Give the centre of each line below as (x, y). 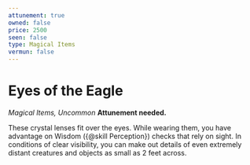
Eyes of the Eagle (66, 91)
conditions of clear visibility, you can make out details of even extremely (125, 144)
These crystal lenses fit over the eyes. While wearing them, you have (120, 127)
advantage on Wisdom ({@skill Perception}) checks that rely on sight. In (125, 136)
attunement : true (37, 15)
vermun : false (31, 52)
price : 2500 (28, 30)
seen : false (28, 37)
